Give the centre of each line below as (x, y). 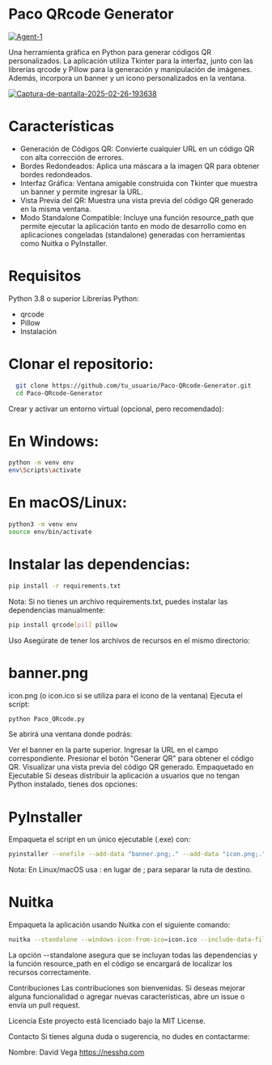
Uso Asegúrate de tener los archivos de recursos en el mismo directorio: (130, 640)
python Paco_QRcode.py (47, 719)
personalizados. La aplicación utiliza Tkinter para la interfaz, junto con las (131, 61)
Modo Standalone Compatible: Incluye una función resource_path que (137, 217)
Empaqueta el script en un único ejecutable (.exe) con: (100, 839)
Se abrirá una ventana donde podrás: (70, 734)
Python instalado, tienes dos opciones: (73, 784)
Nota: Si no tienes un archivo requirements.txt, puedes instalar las (118, 601)
